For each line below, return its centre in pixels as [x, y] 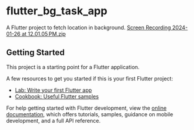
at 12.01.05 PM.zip [44, 33]
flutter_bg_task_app [57, 11]
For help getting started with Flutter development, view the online [87, 108]
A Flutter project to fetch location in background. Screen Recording [89, 27]
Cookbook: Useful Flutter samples [57, 96]
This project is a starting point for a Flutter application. [73, 67]
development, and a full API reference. [53, 120]
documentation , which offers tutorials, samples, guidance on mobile [90, 114]
